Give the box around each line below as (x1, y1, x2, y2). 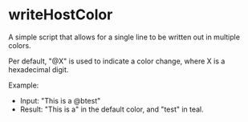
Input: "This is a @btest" (19, 96, 101, 105)
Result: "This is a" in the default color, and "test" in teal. (19, 104, 205, 114)
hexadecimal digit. (8, 64, 69, 74)
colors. (8, 40, 31, 50)
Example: (8, 80, 39, 90)
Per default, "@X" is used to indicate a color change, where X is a (8, 56, 226, 66)
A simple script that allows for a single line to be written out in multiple (8, 32, 241, 42)
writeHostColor (8, 6, 113, 24)
